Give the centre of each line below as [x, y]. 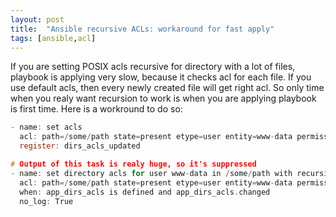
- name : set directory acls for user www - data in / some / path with [151, 173]
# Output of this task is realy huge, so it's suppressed [133, 164]
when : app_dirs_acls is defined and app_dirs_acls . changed [145, 192]
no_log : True [46, 201]
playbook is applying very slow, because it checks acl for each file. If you [161, 77]
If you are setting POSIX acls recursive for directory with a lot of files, [153, 67]
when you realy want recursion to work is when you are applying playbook [163, 98]
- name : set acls [46, 127]
